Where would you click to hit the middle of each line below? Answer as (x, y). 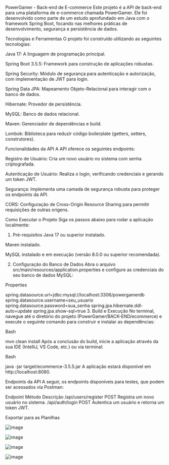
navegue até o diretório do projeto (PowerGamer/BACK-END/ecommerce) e (84, 316)
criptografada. (20, 164)
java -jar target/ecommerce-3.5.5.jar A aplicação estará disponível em (78, 367)
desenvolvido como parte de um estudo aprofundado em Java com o (77, 18)
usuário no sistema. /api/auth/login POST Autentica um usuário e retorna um (85, 402)
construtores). (20, 139)
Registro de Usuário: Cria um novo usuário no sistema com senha (73, 159)
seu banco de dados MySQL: (43, 275)
